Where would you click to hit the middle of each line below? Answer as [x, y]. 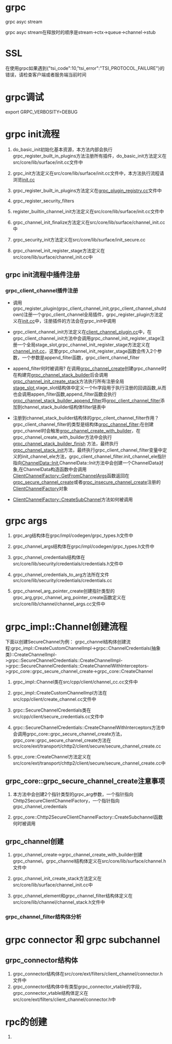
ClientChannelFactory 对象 [40, 489]
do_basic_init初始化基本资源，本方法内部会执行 [63, 149]
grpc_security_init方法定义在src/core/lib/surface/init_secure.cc [79, 239]
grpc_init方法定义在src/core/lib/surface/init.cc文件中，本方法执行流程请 [88, 173]
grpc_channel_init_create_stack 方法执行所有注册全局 [68, 381]
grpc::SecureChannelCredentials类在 [52, 710]
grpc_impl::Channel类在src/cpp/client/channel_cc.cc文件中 [75, 682]
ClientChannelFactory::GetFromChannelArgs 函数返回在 [71, 476]
